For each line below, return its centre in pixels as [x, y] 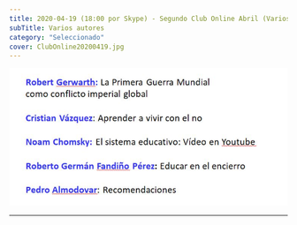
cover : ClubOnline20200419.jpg [67, 47]
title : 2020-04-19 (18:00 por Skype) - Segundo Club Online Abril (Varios [150, 19]
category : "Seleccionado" [57, 37]
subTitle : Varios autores [57, 28]
